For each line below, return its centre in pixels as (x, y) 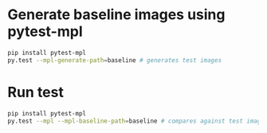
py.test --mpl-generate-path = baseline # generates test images (115, 60)
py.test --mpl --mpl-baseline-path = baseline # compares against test (126, 121)
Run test (36, 92)
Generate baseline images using (116, 15)
